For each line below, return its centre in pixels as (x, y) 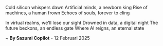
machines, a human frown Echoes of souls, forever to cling (68, 13)
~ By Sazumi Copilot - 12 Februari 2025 (48, 38)
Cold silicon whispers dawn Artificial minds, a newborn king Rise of (77, 7)
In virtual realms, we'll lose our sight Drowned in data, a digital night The (82, 23)
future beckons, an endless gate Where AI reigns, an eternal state (75, 28)
